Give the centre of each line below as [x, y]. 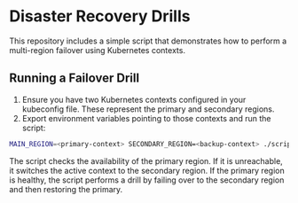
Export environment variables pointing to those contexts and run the [146, 118]
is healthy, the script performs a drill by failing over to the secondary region [147, 180]
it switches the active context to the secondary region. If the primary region [147, 170]
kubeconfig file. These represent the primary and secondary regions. [148, 109]
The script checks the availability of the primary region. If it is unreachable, [146, 160]
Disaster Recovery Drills [100, 16]
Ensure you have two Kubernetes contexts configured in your [134, 99]
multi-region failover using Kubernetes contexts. [98, 50]
